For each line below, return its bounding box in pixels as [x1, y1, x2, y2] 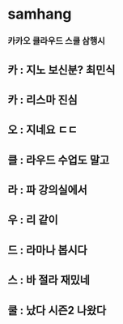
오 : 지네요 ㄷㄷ [7, 123, 78, 137]
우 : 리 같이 [7, 213, 58, 227]
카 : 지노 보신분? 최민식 [7, 62, 116, 77]
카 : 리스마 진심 [7, 92, 78, 106]
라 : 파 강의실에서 [7, 183, 88, 197]
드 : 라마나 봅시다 [7, 243, 88, 257]
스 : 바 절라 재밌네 [7, 273, 91, 288]
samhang [7, 5, 72, 23]
